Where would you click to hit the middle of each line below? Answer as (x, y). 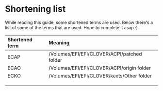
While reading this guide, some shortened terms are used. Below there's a (79, 22)
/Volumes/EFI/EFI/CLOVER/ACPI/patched (95, 54)
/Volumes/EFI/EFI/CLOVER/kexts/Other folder (100, 75)
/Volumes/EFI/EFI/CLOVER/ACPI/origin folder (100, 68)
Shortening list (35, 9)
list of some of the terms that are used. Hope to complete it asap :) (72, 27)
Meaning (59, 42)
